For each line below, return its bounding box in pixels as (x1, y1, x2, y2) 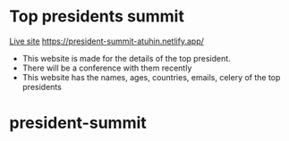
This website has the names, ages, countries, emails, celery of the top (21, 71, 281, 82)
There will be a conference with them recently (21, 62, 192, 73)
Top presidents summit (9, 6, 185, 27)
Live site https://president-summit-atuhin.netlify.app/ (9, 36, 204, 46)
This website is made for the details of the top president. (21, 53, 231, 63)
